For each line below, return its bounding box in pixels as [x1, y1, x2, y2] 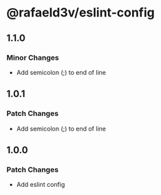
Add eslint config [16, 181, 65, 189]
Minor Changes [6, 53, 59, 62]
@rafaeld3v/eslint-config [6, 5, 155, 21]
